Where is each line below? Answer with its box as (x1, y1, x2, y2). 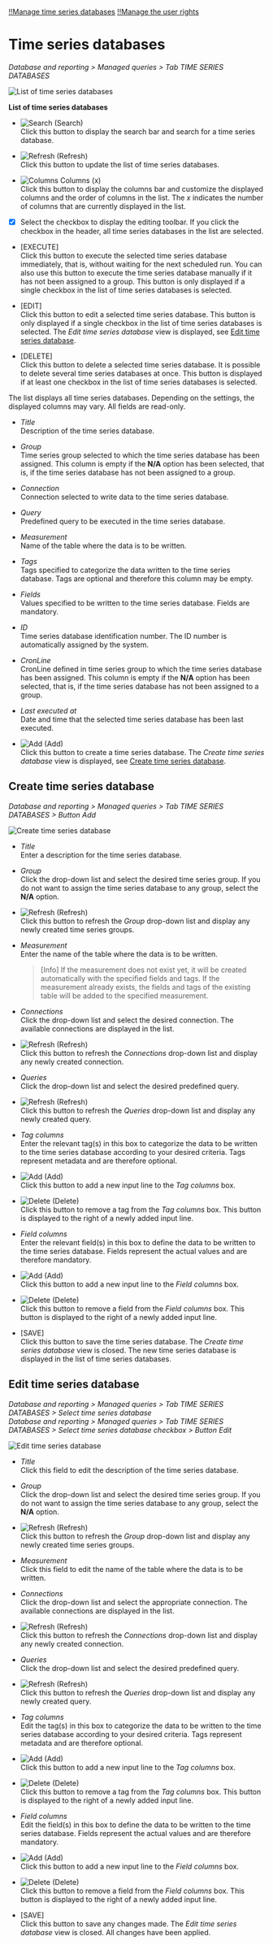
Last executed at (19, 706, 77, 715)
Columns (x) (59, 175, 102, 185)
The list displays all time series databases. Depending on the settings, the (8, 393, 255, 402)
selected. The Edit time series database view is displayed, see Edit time (19, 327, 260, 336)
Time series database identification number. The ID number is (19, 632, 227, 640)
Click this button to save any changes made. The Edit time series (19, 1918, 237, 1929)
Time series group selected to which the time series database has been (19, 450, 260, 460)
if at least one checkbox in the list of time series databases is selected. (19, 377, 258, 387)
